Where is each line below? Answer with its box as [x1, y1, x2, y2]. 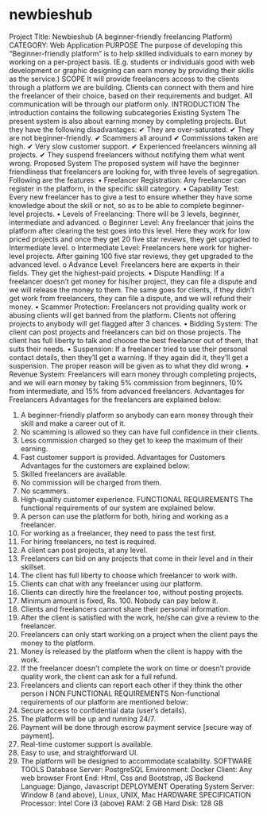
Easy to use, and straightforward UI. [20, 747, 138, 757]
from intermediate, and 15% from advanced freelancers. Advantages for [9, 386, 245, 396]
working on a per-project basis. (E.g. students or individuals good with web [9, 57, 255, 67]
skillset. [20, 562, 46, 571]
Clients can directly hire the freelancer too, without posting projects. [20, 587, 245, 597]
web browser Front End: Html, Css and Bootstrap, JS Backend [20, 773, 224, 782]
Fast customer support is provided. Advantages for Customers [20, 452, 226, 462]
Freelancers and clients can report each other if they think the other [20, 680, 243, 689]
